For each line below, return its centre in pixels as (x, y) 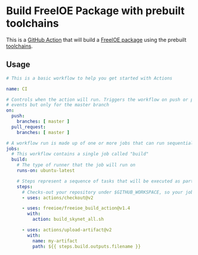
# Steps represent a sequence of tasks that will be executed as (99, 181)
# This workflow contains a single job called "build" (80, 154)
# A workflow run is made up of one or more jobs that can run (85, 143)
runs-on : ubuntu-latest (46, 171)
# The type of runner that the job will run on (76, 165)
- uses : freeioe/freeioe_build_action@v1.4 (76, 208)
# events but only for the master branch (58, 105)
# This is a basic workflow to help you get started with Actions (89, 78)
